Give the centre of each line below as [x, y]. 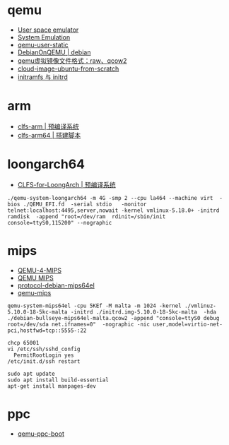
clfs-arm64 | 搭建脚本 [49, 135]
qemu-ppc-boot [41, 434]
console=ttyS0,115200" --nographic [60, 222]
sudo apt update [31, 374]
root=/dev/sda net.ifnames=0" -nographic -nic [79, 324]
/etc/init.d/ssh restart [44, 361]
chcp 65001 [23, 343]
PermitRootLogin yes [44, 355]
